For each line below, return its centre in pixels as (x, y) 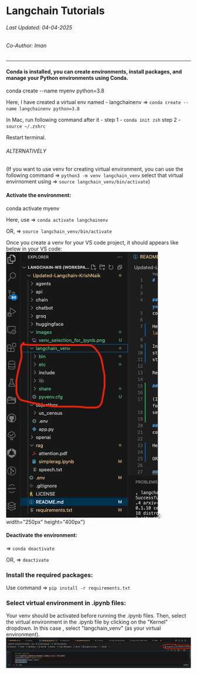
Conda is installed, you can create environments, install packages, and (94, 71)
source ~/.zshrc (26, 127)
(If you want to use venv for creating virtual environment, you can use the (95, 169)
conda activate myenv (33, 208)
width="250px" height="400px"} (46, 522)
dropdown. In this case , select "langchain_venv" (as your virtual (84, 628)
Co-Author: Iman (26, 46)
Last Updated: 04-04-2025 (39, 27)
